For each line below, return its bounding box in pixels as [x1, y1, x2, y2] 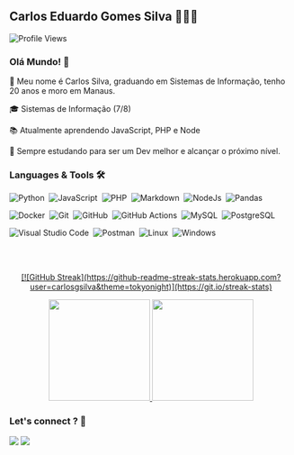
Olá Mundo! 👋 [9, 55, 70, 68]
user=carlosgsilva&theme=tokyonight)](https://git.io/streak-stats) [30, 281, 272, 293]
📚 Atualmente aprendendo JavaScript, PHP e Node [9, 125, 200, 136]
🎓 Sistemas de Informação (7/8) [9, 104, 132, 114]
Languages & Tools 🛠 [9, 168, 106, 181]
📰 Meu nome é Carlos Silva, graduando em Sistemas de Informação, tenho [9, 76, 286, 86]
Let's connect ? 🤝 [9, 415, 87, 428]
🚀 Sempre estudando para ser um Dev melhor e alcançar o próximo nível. [9, 146, 281, 157]
